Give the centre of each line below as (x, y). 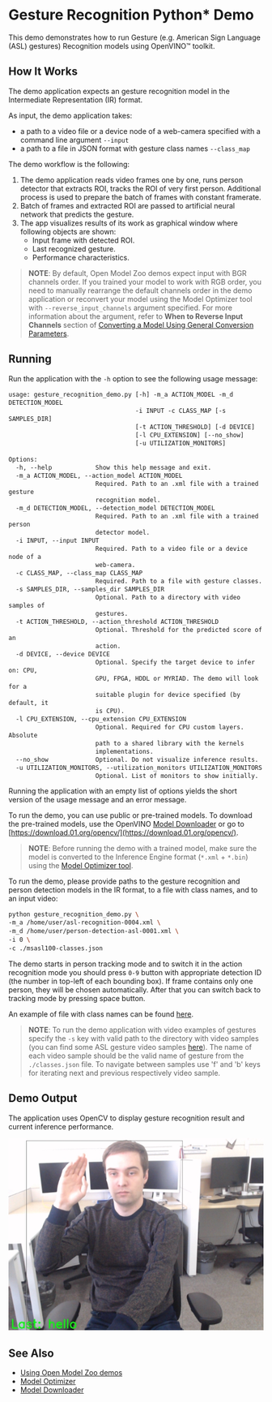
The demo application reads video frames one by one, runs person (132, 179)
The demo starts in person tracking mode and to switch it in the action (125, 964)
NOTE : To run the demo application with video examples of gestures (142, 1030)
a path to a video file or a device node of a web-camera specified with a (140, 131)
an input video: (33, 898)
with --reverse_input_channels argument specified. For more (130, 307)
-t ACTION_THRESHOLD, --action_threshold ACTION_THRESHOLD (117, 621)
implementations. (124, 751)
